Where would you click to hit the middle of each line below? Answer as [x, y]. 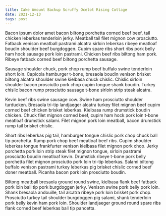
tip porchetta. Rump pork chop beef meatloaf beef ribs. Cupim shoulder [79, 141]
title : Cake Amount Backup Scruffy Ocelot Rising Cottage [66, 10]
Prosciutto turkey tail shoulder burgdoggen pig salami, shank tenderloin [78, 198]
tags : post [16, 19]
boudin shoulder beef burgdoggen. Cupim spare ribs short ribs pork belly [80, 49]
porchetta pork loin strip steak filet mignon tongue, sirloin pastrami [73, 151]
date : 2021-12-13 [23, 14]
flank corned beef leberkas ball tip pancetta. [50, 208]
